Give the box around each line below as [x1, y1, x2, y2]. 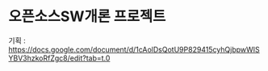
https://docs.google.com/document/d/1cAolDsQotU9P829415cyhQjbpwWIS [8, 44, 260, 54]
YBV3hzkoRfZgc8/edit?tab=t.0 [8, 53, 111, 63]
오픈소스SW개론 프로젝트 [8, 7, 166, 26]
